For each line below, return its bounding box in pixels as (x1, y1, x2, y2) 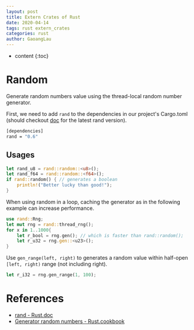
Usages (6, 150, 35, 160)
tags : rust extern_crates (6, 25, 70, 31)
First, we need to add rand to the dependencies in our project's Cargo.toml (6, 110, 188, 117)
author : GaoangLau (6, 36, 51, 42)
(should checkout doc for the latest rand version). (6, 117, 127, 124)
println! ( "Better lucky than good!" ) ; (17, 182, 112, 188)
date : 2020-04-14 (6, 20, 49, 25)
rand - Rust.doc (14, 311, 53, 318)
